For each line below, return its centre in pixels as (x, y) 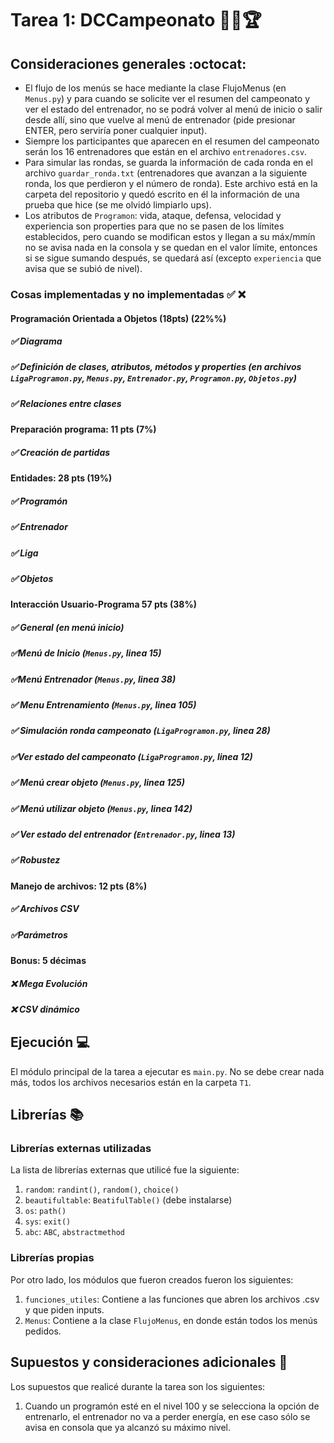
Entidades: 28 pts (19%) (61, 478)
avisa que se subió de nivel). (83, 268)
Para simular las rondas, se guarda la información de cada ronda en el (168, 162)
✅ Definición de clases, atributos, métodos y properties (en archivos (156, 367)
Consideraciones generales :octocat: (128, 63)
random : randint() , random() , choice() (102, 1189)
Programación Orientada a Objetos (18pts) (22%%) (118, 318)
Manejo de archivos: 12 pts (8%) (79, 886)
